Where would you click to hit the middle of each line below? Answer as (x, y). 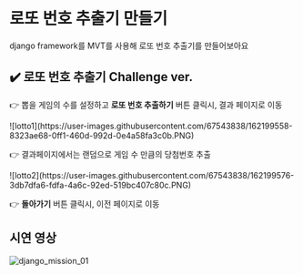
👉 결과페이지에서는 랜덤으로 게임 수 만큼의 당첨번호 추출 (110, 154)
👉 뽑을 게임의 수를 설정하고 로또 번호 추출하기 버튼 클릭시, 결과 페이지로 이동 (146, 105)
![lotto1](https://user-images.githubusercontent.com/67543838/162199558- (151, 126)
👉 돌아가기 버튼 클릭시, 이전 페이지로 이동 (85, 204)
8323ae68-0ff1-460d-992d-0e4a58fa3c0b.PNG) (102, 135)
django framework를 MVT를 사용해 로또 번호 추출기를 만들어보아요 (129, 46)
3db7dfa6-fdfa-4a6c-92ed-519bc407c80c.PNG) (101, 185)
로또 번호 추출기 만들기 (89, 19)
